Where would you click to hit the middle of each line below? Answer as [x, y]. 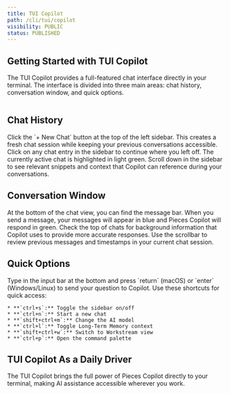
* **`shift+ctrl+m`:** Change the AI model [71, 320]
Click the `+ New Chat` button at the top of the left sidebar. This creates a [112, 137]
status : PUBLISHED [34, 33]
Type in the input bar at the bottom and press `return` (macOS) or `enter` [110, 280]
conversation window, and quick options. [66, 93]
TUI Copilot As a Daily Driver [70, 359]
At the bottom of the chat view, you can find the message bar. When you [110, 212]
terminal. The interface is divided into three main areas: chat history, [105, 85]
